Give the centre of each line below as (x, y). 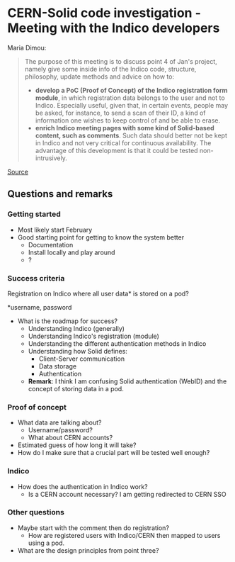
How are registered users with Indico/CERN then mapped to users (124, 535)
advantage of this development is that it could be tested (116, 150)
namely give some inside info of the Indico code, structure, (110, 69)
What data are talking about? (59, 422)
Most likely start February (55, 230)
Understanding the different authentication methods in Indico (117, 343)
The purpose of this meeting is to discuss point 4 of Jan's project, (121, 61)
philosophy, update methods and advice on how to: (99, 77)
